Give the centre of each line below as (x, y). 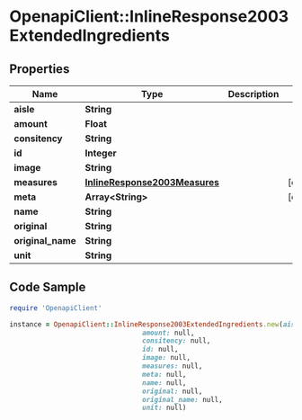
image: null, (167, 358)
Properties (40, 69)
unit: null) (164, 408)
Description (253, 94)
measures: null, (173, 366)
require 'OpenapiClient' (56, 308)
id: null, (160, 349)
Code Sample (48, 287)
